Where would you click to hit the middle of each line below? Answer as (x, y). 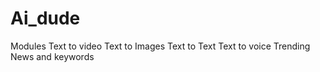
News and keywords (52, 56)
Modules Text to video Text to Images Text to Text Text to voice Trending (160, 46)
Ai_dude (45, 18)
